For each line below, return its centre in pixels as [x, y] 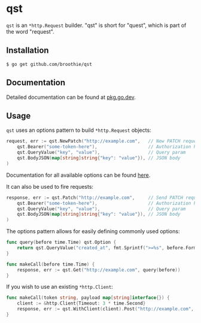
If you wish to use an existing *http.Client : [60, 287]
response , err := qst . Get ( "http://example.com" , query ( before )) [99, 270]
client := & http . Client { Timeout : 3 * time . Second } [81, 304]
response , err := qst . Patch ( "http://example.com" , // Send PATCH [95, 197]
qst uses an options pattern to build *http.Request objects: [79, 130]
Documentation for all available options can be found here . [78, 175]
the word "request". [31, 31]
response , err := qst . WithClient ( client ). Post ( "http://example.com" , [106, 309]
